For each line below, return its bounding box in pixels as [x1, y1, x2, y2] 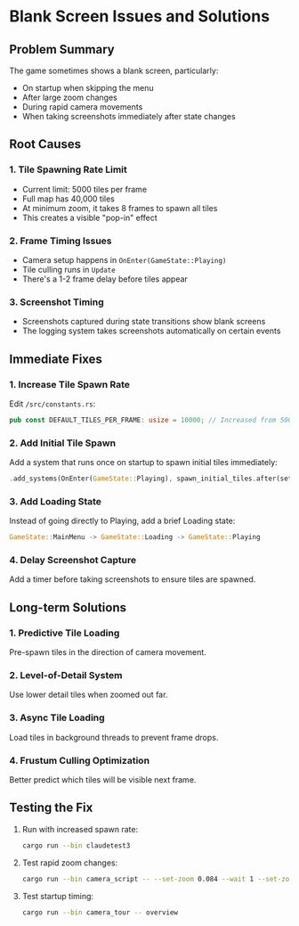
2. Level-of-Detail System [9, 669, 123, 682]
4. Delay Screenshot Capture [9, 554, 136, 567]
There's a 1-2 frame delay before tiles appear [21, 274, 189, 284]
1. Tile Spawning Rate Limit [9, 163, 127, 176]
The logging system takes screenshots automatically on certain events [21, 325, 281, 336]
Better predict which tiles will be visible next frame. [9, 774, 197, 785]
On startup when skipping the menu [21, 83, 154, 93]
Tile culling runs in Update [21, 264, 116, 275]
